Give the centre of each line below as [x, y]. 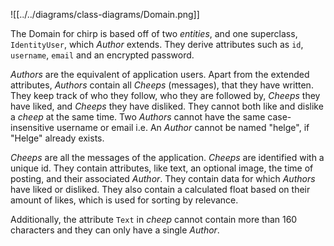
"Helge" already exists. [57, 138]
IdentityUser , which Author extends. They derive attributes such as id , [157, 44]
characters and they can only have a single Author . [115, 230]
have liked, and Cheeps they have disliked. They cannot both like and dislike [167, 106]
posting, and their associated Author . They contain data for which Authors [163, 178]
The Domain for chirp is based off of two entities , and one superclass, [154, 33]
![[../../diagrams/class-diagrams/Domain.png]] [105, 14]
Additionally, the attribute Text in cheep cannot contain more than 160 [154, 219]
